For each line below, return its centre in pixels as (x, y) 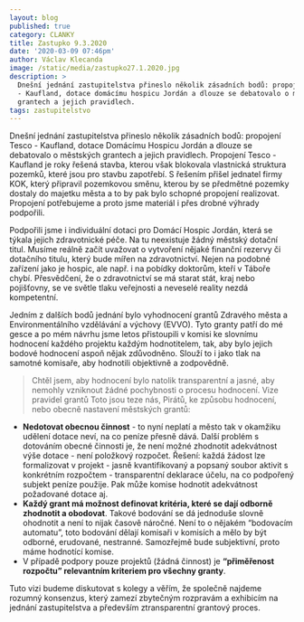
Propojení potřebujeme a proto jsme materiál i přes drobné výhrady (134, 203)
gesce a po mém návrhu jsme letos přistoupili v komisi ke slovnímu (134, 335)
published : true (40, 26)
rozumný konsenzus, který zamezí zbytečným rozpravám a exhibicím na (144, 598)
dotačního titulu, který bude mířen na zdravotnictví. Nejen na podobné (140, 259)
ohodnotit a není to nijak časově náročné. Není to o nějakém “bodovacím (157, 523)
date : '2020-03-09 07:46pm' (62, 52)
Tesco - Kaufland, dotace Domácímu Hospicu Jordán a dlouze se (131, 146)
